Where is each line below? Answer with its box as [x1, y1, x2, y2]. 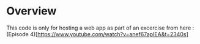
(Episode [6, 30, 29, 37]
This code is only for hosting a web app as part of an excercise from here [6, 24, 191, 31]
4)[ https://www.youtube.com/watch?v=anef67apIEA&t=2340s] [29, 30, 188, 37]
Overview [6, 4, 57, 18]
